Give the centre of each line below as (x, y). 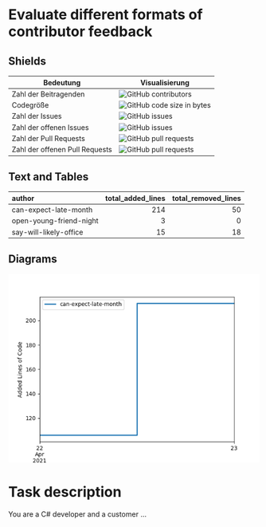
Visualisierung (165, 82)
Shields (27, 61)
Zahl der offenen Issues (50, 127)
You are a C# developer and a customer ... (78, 514)
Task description (65, 492)
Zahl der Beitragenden (48, 94)
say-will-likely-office (47, 232)
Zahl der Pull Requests (48, 138)
